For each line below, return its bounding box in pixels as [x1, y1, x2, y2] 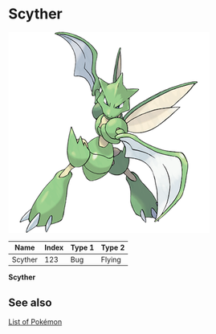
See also [8, 295, 52, 309]
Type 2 [100, 242, 125, 253]
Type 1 [70, 242, 95, 253]
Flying [100, 255, 122, 264]
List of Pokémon [8, 317, 63, 326]
